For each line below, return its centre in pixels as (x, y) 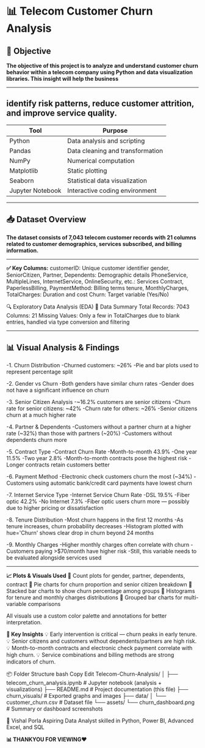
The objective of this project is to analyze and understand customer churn (102, 65)
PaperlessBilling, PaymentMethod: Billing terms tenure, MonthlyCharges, (98, 288)
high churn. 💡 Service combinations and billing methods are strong (90, 655)
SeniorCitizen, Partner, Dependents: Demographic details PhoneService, (97, 275)
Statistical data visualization (107, 181)
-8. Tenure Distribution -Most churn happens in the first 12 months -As (95, 520)
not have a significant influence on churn (58, 390)
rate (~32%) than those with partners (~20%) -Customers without (89, 433)
